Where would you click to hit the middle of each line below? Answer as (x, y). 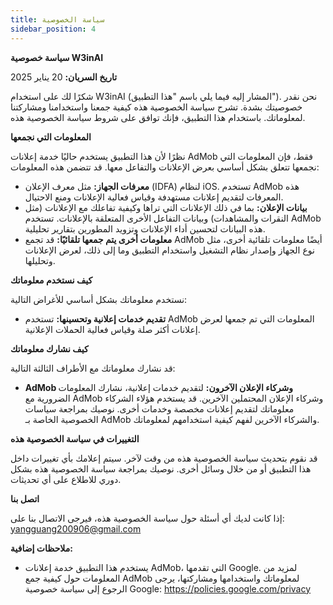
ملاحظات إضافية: (41, 548)
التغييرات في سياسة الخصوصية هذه (75, 438)
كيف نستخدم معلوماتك (51, 280)
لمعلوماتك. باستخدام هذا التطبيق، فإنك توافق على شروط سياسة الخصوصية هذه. (158, 117)
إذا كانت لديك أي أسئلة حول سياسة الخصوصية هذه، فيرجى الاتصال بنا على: (147, 518)
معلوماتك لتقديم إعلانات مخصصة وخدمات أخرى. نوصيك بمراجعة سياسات (159, 408)
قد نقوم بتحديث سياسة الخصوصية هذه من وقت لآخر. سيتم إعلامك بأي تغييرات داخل (164, 458)
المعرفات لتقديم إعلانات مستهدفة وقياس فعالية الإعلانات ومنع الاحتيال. (154, 197)
